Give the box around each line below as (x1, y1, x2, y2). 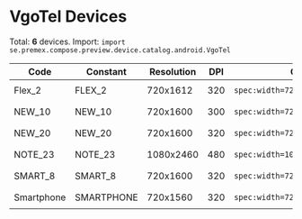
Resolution (149, 65, 197, 78)
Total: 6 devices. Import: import (9, 36, 126, 47)
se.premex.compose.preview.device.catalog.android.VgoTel (9, 45, 231, 55)
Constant (85, 65, 128, 78)
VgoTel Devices (9, 6, 128, 27)
